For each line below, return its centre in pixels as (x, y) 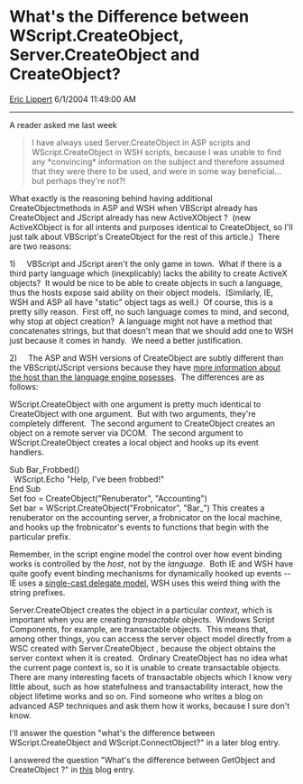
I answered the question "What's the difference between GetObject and (142, 760)
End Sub (25, 488)
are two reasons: (41, 246)
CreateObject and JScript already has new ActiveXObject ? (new (130, 217)
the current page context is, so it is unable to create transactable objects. (145, 667)
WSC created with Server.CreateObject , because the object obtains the (143, 648)
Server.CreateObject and (105, 55)
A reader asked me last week (63, 125)
